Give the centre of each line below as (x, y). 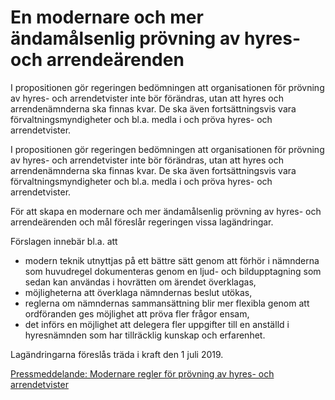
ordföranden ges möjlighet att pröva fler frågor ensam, (137, 313)
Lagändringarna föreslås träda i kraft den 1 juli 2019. (117, 354)
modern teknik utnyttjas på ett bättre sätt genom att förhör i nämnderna (172, 260)
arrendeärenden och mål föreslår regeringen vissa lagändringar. (142, 222)
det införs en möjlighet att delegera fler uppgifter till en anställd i (157, 324)
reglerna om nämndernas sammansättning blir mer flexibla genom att (167, 303)
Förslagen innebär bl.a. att (64, 241)
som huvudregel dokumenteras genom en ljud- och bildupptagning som (173, 271)
